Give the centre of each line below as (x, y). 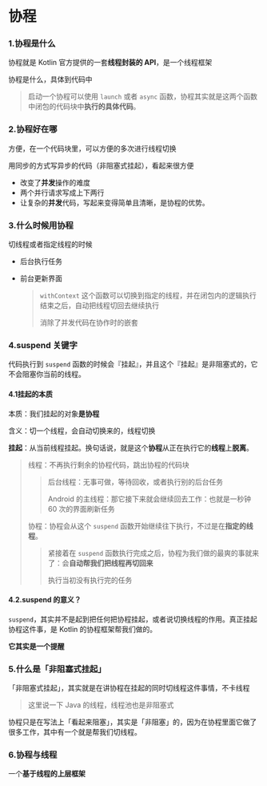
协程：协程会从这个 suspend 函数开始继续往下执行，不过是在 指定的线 (140, 525)
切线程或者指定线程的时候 (50, 245)
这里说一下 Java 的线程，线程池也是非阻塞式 (101, 705)
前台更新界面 (41, 278)
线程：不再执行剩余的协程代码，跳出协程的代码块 (108, 464)
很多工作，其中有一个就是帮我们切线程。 (75, 732)
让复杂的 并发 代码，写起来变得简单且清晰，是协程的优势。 (114, 202)
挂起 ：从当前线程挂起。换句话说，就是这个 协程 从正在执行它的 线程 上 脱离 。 (131, 448)
